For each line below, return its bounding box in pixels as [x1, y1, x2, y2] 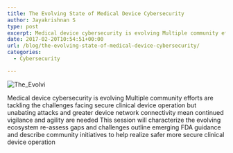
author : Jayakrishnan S [7, 17, 76, 24]
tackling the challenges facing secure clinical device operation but [7, 101, 196, 109]
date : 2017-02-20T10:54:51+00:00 [7, 36, 104, 43]
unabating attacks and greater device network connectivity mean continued [7, 108, 224, 116]
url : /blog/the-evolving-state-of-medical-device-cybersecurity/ [7, 42, 200, 49]
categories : [7, 49, 42, 56]
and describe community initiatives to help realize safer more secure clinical [7, 130, 225, 138]
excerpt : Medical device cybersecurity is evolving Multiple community [7, 29, 218, 37]
